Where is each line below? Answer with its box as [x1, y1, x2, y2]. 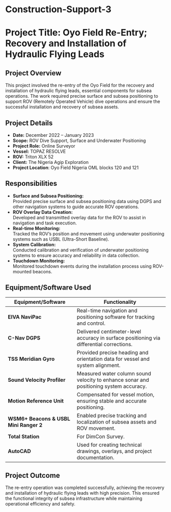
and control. [76, 320, 106, 327]
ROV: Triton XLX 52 [12, 154, 54, 160]
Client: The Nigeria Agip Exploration [12, 159, 89, 165]
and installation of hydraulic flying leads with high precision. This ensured [5, 490, 160, 496]
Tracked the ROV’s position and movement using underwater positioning [12, 231, 164, 237]
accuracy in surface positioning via [76, 334, 160, 342]
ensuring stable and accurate [76, 397, 147, 404]
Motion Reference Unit [8, 397, 64, 404]
